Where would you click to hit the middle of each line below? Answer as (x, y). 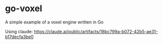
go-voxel (24, 9)
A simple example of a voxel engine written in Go (54, 22)
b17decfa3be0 (19, 37)
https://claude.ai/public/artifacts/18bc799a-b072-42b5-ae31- (96, 31)
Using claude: (19, 31)
